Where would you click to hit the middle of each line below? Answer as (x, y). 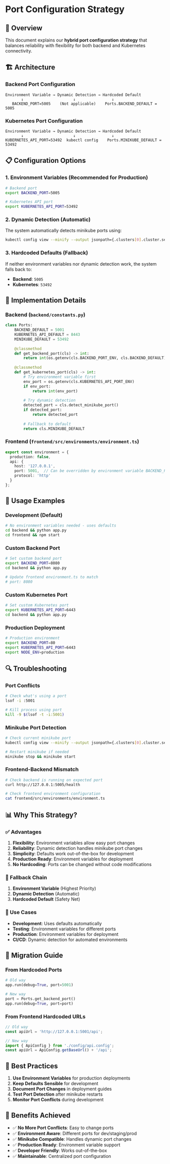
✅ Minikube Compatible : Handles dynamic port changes (72, 1139)
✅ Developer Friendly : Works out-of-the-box (60, 1150)
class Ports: (19, 325)
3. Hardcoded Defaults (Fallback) (47, 253)
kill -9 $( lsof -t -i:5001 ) (35, 714)
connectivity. (19, 51)
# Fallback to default (47, 424)
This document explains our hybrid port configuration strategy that (76, 40)
